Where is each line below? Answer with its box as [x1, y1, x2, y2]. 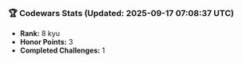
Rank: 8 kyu [19, 29, 60, 38]
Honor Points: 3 [19, 37, 73, 47]
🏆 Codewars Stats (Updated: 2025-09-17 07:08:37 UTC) [8, 7, 234, 18]
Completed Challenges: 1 [19, 45, 105, 55]
